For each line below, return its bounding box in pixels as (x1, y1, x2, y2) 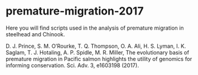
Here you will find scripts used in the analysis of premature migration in (5, 24, 184, 31)
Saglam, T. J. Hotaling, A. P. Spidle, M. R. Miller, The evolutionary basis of (5, 48, 189, 56)
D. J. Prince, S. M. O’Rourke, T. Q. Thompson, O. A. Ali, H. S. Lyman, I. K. (5, 42, 186, 50)
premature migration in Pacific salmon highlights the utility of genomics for (5, 55, 193, 62)
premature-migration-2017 (5, 4, 144, 18)
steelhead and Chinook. (5, 30, 65, 37)
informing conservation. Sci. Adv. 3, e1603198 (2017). (5, 62, 139, 69)
